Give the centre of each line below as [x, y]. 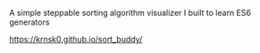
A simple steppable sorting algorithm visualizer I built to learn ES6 [130, 13]
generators [29, 22]
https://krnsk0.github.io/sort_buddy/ [76, 39]
